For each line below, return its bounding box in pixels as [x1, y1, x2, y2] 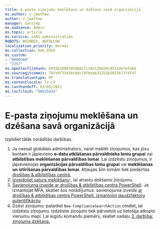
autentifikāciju [12, 198, 40, 204]
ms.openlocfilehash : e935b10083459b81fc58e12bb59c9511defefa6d [5, 66, 137, 71]
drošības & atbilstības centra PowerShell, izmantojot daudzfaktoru [12, 192, 145, 198]
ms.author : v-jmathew [5, 12, 49, 17]
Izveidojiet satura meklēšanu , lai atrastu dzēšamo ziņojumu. [12, 177, 133, 183]
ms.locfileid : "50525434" [5, 89, 58, 94]
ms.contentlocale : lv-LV [5, 80, 56, 84]
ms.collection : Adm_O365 [5, 48, 56, 53]
